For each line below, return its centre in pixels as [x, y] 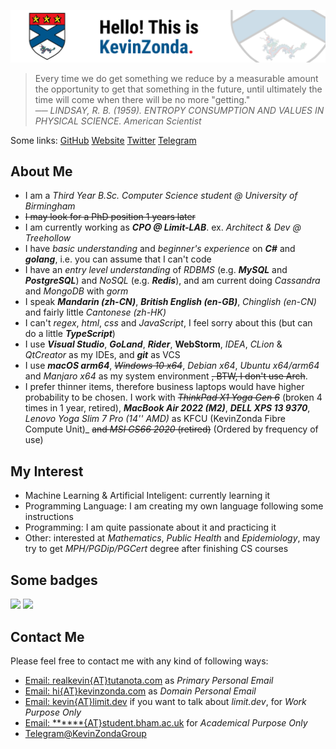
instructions [49, 517]
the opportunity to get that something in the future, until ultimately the [178, 89]
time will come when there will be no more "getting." [142, 99]
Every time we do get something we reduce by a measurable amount [176, 78]
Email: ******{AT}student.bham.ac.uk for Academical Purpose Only [166, 722]
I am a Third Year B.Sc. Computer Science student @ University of [161, 196]
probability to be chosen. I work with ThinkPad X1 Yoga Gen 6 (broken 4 [173, 397]
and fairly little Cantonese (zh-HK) [95, 312]
